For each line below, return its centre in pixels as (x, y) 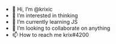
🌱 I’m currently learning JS (45, 22)
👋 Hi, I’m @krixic (32, 9)
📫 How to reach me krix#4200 (50, 35)
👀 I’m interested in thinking (45, 15)
